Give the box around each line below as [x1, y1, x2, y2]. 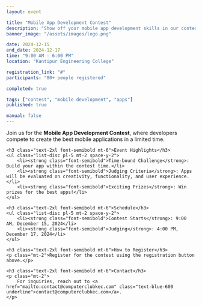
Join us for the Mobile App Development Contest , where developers [6, 130, 177, 136]
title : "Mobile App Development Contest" [6, 19, 112, 26]
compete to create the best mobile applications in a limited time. [6, 136, 165, 143]
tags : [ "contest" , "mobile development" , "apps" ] [6, 97, 133, 103]
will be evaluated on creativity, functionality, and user [6, 173, 158, 179]
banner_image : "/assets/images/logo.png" [6, 31, 112, 37]
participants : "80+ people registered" [6, 74, 106, 81]
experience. [159, 173, 189, 179]
